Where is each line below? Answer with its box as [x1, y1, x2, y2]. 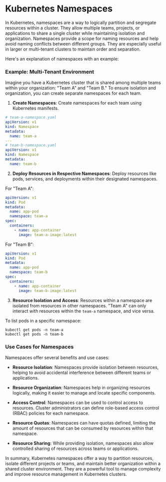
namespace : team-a [9, 213, 48, 219]
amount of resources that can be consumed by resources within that [12, 425, 154, 431]
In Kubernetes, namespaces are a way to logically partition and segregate [5, 19, 157, 25]
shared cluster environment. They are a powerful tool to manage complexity [5, 465, 161, 471]
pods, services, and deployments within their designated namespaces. [12, 175, 158, 181]
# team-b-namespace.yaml [5, 143, 57, 148]
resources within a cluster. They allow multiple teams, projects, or [5, 24, 140, 30]
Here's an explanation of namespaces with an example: [5, 55, 119, 61]
